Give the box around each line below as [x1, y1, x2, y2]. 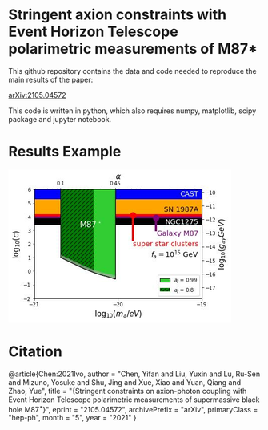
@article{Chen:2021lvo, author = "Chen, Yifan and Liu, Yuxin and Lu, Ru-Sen [8, 369, 261, 379]
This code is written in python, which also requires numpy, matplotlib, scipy [8, 106, 257, 116]
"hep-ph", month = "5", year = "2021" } [8, 413, 137, 423]
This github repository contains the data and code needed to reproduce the [8, 66, 258, 75]
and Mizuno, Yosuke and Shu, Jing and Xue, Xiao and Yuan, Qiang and [8, 377, 242, 387]
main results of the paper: [8, 75, 94, 84]
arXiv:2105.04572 [8, 90, 66, 99]
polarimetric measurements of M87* [8, 40, 258, 58]
